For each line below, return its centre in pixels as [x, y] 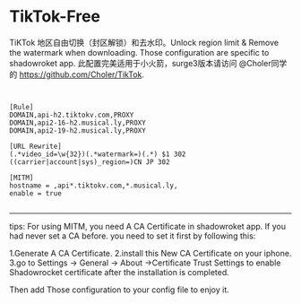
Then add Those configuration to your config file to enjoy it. [120, 290]
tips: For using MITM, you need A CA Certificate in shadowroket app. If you [148, 226]
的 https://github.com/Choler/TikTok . [77, 74]
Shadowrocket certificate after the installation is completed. [120, 272]
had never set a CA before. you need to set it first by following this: [133, 236]
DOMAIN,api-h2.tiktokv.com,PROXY [72, 115]
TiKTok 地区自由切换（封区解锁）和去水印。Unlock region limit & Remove [144, 42]
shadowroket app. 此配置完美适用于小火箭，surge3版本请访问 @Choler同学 [148, 63]
